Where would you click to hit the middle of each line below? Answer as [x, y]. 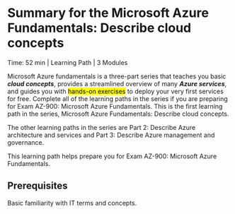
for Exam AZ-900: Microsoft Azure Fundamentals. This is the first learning [115, 106]
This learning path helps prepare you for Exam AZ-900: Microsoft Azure [112, 156]
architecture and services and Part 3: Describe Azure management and [111, 135]
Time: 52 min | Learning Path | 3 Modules [68, 62]
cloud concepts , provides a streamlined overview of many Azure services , [117, 83]
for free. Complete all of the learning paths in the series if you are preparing [117, 99]
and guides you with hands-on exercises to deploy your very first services [116, 91]
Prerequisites [38, 186]
